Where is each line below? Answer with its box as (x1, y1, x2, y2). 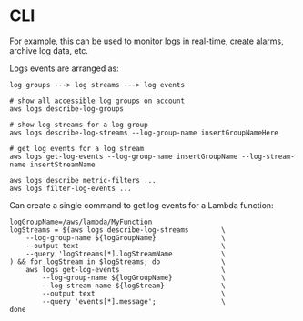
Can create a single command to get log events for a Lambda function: (9, 199, 275, 210)
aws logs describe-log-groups (9, 104, 125, 114)
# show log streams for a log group (9, 120, 148, 129)
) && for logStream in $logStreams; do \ (9, 256, 226, 266)
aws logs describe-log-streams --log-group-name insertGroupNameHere (9, 128, 279, 137)
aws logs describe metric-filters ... (9, 176, 157, 185)
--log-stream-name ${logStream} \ (42, 281, 226, 290)
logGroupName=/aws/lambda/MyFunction (9, 217, 153, 226)
